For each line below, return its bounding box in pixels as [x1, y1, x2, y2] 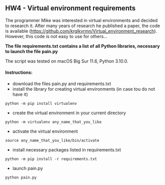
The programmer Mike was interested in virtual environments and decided [5, 17, 158, 23]
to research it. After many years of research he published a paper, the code [5, 23, 160, 29]
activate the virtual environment [12, 128, 78, 134]
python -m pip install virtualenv [5, 101, 77, 106]
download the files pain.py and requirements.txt [12, 81, 111, 87]
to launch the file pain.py [5, 48, 58, 54]
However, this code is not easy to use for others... [5, 33, 107, 39]
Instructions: [5, 70, 33, 76]
